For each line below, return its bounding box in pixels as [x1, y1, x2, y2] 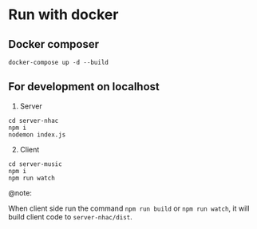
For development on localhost [8, 80, 160, 93]
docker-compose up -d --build [8, 58, 109, 66]
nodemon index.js [8, 130, 66, 139]
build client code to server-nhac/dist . [8, 211, 133, 221]
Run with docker [8, 6, 119, 24]
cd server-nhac [8, 116, 59, 124]
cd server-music [8, 160, 62, 168]
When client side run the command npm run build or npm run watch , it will [8, 203, 250, 213]
